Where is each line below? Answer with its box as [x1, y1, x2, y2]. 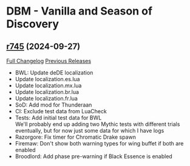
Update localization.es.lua [15, 76, 80, 82]
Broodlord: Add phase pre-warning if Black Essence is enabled [15, 153, 173, 160]
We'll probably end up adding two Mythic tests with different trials [15, 121, 180, 128]
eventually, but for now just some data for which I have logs [15, 127, 165, 134]
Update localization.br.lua [15, 88, 80, 95]
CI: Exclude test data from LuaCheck [15, 108, 107, 115]
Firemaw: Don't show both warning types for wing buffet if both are [15, 140, 184, 147]
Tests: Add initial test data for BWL [15, 114, 102, 121]
